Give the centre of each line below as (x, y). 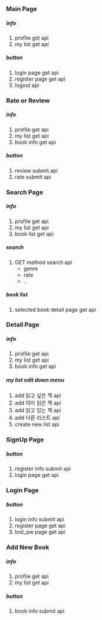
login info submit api (39, 519)
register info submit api (43, 469)
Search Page (25, 192)
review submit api (36, 170)
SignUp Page (25, 440)
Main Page (22, 9)
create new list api (37, 424)
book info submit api (40, 611)
